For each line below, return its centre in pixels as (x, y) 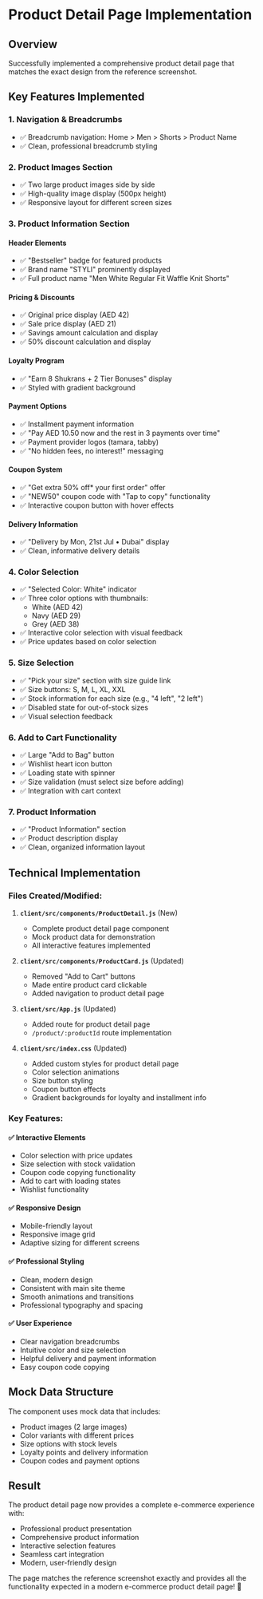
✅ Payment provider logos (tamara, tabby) (89, 441)
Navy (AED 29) (56, 615)
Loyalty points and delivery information (84, 1452)
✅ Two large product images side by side (87, 184)
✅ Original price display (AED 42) (75, 315)
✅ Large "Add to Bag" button (67, 755)
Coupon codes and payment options (80, 1460)
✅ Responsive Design (45, 1208)
